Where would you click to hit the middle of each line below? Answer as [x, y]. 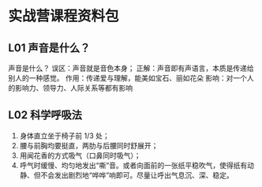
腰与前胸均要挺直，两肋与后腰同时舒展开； [89, 145]
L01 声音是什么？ [49, 48]
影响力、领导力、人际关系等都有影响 [73, 88]
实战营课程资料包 [64, 16]
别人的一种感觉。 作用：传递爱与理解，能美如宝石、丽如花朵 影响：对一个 [127, 78]
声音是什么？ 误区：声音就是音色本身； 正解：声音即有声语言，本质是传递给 [131, 68]
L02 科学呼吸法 [45, 115]
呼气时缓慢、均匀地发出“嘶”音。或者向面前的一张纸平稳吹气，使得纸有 [133, 165]
